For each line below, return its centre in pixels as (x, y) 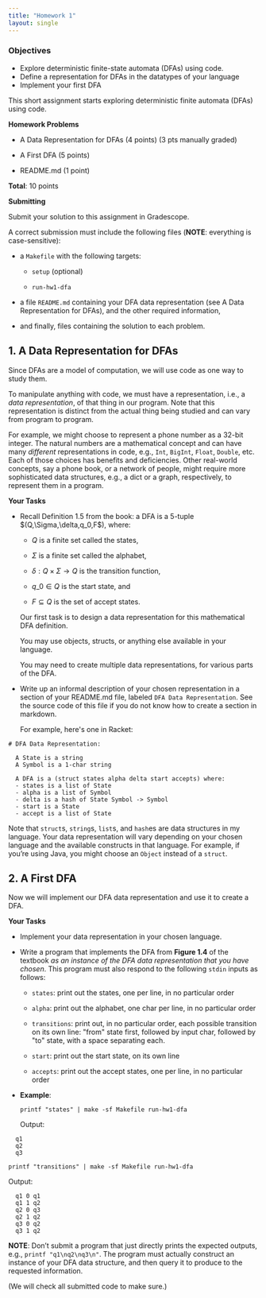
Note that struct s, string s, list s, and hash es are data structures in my (124, 828)
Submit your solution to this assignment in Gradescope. (99, 216)
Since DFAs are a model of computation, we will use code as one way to (126, 370)
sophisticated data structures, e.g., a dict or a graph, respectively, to (120, 477)
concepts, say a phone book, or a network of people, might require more (127, 468)
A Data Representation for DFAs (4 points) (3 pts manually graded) (128, 139)
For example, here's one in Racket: (76, 729)
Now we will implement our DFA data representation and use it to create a (128, 897)
